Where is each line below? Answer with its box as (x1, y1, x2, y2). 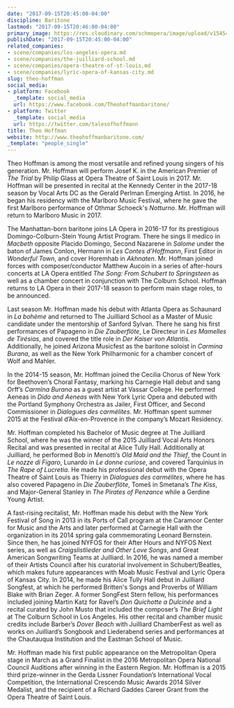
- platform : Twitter (7, 108, 68, 115)
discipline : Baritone (7, 17, 70, 24)
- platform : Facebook (7, 88, 70, 95)
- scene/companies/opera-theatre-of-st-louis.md (7, 62, 151, 69)
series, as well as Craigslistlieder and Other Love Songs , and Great (7, 546, 199, 554)
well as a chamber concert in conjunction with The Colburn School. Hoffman (7, 276, 227, 285)
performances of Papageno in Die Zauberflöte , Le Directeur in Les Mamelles (7, 327, 226, 336)
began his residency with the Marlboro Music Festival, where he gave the (7, 196, 217, 205)
